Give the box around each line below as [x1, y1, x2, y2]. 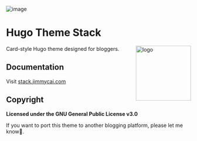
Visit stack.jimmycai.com [6, 78, 66, 85]
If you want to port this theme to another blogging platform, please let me [6, 122, 184, 129]
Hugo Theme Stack [6, 26, 101, 39]
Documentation [6, 62, 64, 73]
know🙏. [6, 128, 25, 135]
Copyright [6, 95, 44, 105]
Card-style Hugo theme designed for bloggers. [6, 45, 120, 52]
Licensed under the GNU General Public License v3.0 [6, 110, 138, 117]
